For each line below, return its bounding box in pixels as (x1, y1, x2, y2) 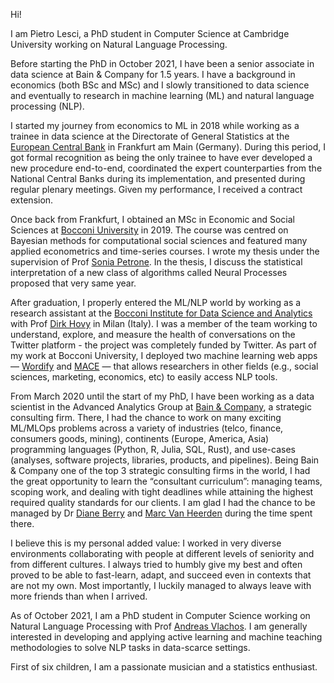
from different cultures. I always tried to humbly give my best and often (10, 559, 303, 570)
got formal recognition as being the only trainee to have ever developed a (10, 152, 313, 163)
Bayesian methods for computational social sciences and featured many (10, 235, 308, 246)
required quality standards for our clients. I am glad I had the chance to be (10, 497, 316, 508)
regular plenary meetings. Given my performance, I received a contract (10, 184, 303, 195)
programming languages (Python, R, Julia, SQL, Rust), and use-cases (10, 444, 296, 455)
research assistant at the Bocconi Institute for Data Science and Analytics (10, 307, 313, 319)
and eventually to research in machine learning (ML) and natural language (10, 90, 315, 101)
